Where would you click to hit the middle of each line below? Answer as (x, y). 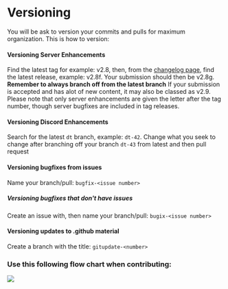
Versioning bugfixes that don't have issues (70, 198)
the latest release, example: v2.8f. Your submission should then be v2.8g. (111, 77)
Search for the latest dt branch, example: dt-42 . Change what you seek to (112, 137)
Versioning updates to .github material (63, 231)
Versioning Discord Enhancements (58, 122)
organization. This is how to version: (58, 38)
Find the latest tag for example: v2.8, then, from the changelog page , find (111, 70)
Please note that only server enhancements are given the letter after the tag (114, 99)
